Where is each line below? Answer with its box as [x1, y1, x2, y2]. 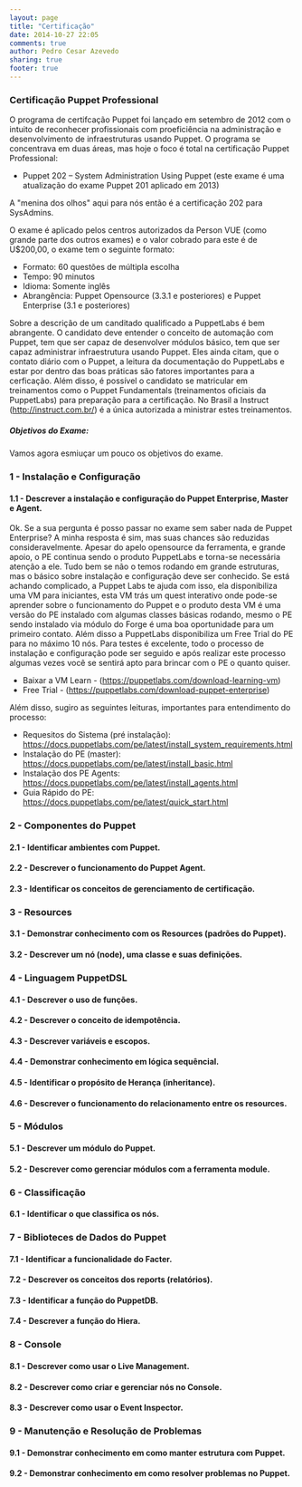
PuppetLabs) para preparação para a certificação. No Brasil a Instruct [9, 395, 269, 406]
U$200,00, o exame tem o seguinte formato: [9, 244, 175, 255]
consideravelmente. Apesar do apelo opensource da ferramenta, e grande [9, 542, 287, 553]
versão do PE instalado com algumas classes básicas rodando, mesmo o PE [9, 609, 293, 621]
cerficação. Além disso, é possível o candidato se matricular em [9, 375, 249, 386]
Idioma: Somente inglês [22, 281, 110, 292]
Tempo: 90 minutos [22, 271, 95, 282]
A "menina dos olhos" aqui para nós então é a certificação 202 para [9, 198, 263, 208]
